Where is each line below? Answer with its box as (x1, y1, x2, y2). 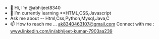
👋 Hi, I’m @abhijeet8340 (10, 5, 61, 10)
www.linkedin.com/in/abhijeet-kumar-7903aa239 (10, 28, 113, 34)
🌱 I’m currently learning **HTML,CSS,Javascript (10, 10, 112, 16)
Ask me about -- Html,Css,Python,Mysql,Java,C (10, 15, 110, 21)
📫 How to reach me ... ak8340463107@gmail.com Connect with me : (10, 21, 155, 27)
